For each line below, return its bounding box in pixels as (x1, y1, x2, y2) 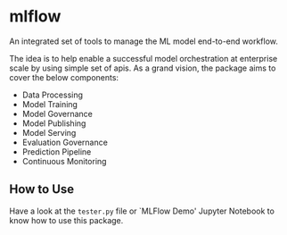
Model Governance (21, 108, 94, 119)
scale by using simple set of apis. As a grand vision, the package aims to (9, 63, 276, 73)
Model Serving (21, 127, 77, 138)
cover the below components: (9, 71, 119, 82)
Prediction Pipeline (21, 146, 92, 157)
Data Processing (21, 89, 83, 100)
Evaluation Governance (21, 137, 109, 147)
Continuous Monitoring (21, 155, 107, 166)
